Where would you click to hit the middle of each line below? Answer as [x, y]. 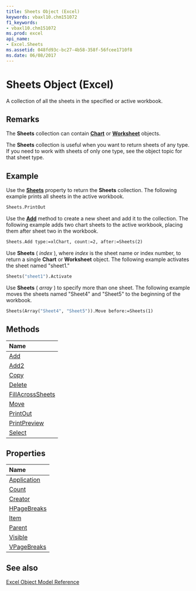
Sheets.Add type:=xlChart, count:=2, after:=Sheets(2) [75, 242]
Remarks [23, 119]
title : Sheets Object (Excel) [43, 11]
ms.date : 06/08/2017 [31, 55]
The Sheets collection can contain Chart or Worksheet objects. [83, 134]
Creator [20, 499]
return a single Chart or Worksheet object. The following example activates [98, 259]
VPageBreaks [28, 547]
